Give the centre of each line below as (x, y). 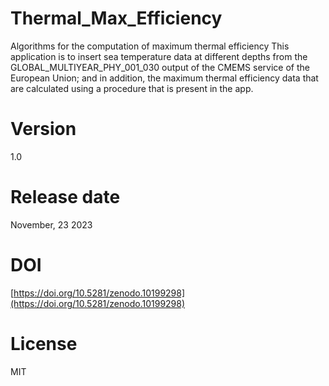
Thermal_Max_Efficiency (116, 18)
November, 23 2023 (51, 224)
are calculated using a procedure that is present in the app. (132, 88)
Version (43, 129)
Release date (65, 197)
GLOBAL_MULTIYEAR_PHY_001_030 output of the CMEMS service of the (160, 67)
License (44, 343)
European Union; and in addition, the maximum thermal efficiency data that (164, 78)
